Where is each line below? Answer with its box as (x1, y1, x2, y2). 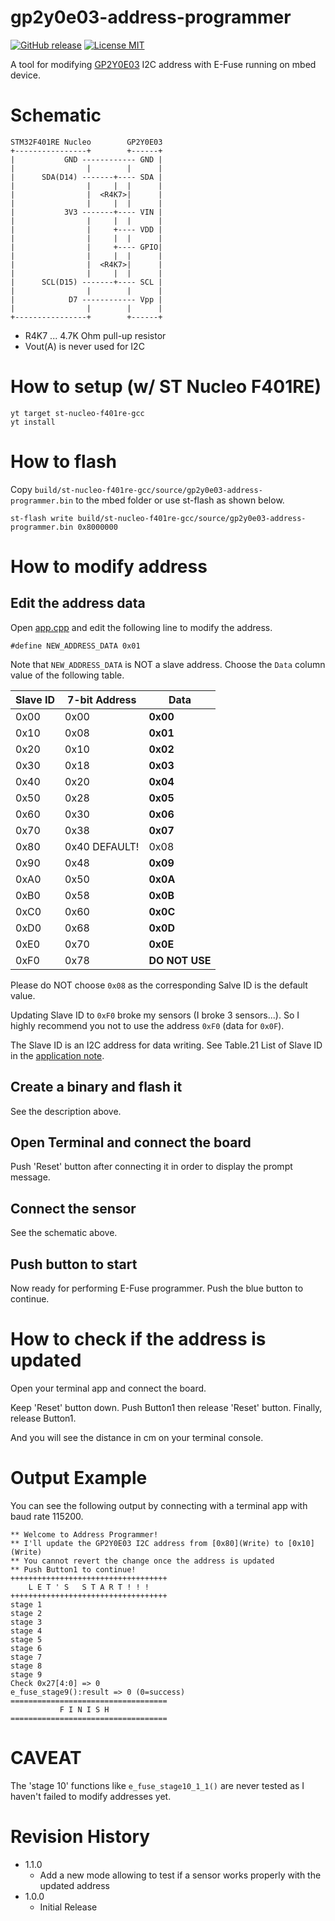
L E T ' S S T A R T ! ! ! (28, 1582, 150, 1592)
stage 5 (10, 1634, 43, 1645)
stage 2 (10, 1608, 43, 1618)
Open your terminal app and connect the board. (10, 1382, 207, 1394)
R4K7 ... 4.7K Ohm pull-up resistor (24, 329, 167, 341)
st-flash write (10, 513, 74, 523)
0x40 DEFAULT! (64, 839, 140, 853)
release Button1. (10, 1412, 77, 1424)
